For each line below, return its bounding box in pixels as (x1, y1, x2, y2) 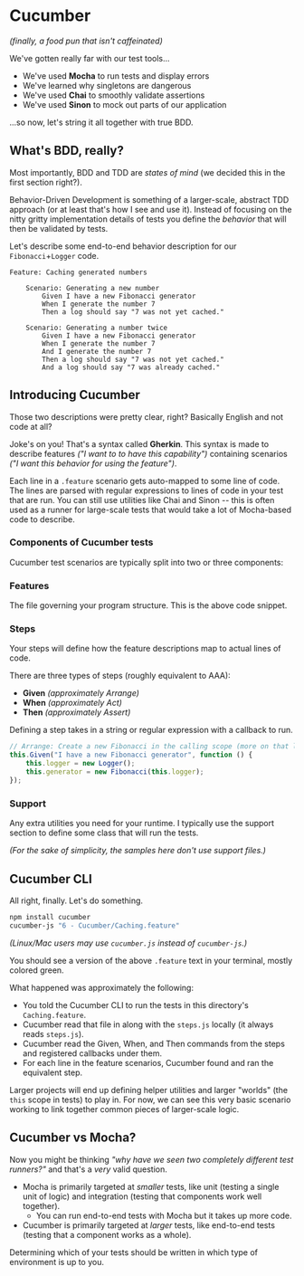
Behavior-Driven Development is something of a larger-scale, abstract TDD (9, 194, 290, 205)
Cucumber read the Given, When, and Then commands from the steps (22, 1038, 285, 1049)
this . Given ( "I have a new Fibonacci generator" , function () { (9, 750, 253, 760)
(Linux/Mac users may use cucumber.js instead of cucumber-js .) (9, 938, 248, 948)
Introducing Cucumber (9, 387, 140, 403)
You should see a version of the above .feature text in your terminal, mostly (9, 955, 293, 966)
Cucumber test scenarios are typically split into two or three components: (9, 557, 284, 567)
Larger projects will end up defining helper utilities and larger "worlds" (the (9, 1084, 288, 1095)
